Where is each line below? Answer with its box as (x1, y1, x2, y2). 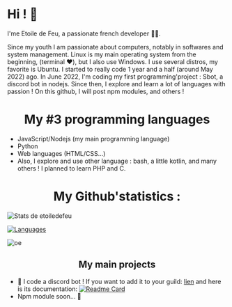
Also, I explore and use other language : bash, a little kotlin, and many (17, 157, 217, 165)
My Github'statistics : (53, 189, 181, 205)
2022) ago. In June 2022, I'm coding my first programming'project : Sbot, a (7, 72, 224, 81)
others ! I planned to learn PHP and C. (17, 164, 126, 173)
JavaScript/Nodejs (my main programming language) (17, 134, 170, 143)
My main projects (78, 259, 156, 271)
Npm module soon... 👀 (17, 292, 82, 300)
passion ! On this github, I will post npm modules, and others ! (7, 87, 185, 95)
